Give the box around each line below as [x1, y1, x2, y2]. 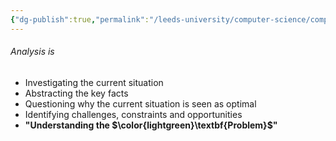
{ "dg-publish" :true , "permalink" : [10, 14, 150, 25]
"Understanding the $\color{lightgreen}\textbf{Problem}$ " [24, 119, 278, 131]
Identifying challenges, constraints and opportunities [24, 108, 243, 120]
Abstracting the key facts [24, 87, 129, 99]
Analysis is [10, 46, 55, 58]
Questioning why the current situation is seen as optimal [24, 97, 257, 110]
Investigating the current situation [24, 76, 164, 88]
